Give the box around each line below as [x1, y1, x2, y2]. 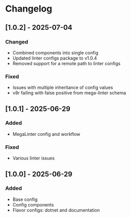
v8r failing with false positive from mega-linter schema [12, 90, 126, 96]
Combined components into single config [12, 49, 99, 56]
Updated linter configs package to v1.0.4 [12, 55, 97, 61]
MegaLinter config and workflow [12, 131, 81, 137]
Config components [12, 201, 54, 207]
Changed [5, 38, 29, 45]
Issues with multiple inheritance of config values [12, 84, 113, 91]
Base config [12, 196, 38, 202]
